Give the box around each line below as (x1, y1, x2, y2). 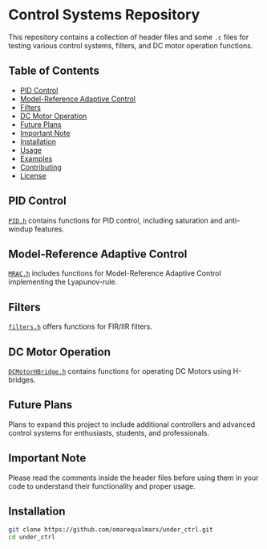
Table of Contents (8, 64, 100, 78)
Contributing (19, 162, 62, 172)
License (19, 170, 47, 180)
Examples (19, 154, 53, 163)
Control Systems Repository (8, 6, 200, 24)
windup (8, 223, 34, 234)
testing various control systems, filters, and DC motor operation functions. (8, 40, 253, 50)
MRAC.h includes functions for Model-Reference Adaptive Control (8, 268, 222, 278)
